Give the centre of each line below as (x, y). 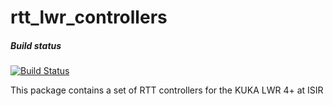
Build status (36, 45)
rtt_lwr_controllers (89, 17)
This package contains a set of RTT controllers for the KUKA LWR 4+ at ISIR (167, 90)
